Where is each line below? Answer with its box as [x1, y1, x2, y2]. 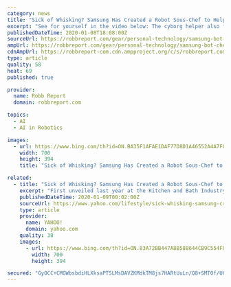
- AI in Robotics [13, 124, 63, 131]
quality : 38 [19, 232, 54, 239]
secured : [7, 270, 32, 277]
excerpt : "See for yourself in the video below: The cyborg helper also [7, 23, 220, 30]
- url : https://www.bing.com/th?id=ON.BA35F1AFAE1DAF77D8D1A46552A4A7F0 [13, 143, 226, 150]
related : [7, 174, 32, 182]
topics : [7, 111, 30, 119]
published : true [7, 73, 54, 81]
